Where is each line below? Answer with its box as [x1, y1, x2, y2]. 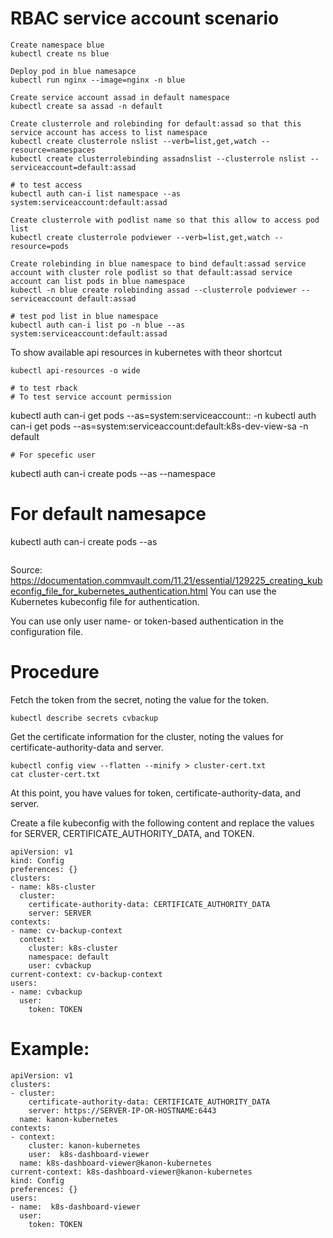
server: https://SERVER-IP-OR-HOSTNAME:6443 [28, 1105, 217, 1116]
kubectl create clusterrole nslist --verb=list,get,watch [10, 136, 257, 146]
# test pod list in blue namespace [10, 311, 159, 321]
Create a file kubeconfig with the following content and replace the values [10, 817, 315, 829]
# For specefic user [10, 450, 97, 460]
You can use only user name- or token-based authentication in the [10, 615, 284, 627]
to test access [19, 180, 83, 190]
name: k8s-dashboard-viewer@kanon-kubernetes [19, 1158, 213, 1168]
